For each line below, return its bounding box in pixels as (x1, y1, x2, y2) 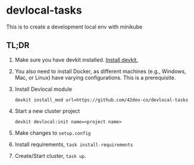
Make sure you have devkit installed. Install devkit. (14, 56, 139, 63)
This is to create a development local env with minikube (6, 23, 143, 30)
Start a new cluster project (14, 107, 80, 115)
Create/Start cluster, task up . (14, 152, 86, 159)
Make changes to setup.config (14, 129, 91, 137)
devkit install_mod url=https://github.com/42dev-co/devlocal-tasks (14, 97, 189, 103)
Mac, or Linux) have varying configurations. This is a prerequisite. (14, 74, 176, 81)
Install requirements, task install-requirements (14, 141, 133, 148)
